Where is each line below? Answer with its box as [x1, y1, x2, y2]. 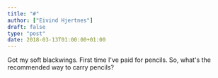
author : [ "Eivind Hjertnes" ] [7, 17, 93, 24]
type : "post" [7, 30, 46, 37]
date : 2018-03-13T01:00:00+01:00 [7, 37, 106, 44]
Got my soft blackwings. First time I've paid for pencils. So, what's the [7, 56, 211, 64]
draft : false [7, 23, 46, 30]
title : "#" [7, 10, 40, 18]
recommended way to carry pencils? [7, 63, 115, 72]
